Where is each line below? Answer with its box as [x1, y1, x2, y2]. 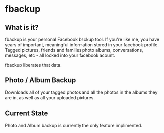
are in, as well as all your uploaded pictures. [5, 94, 95, 100]
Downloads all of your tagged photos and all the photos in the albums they [5, 89, 158, 95]
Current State [5, 109, 48, 118]
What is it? [5, 23, 39, 32]
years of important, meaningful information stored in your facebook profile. [5, 42, 159, 48]
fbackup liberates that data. [5, 62, 62, 67]
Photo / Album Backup [5, 76, 76, 85]
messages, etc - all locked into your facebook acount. [5, 52, 115, 58]
